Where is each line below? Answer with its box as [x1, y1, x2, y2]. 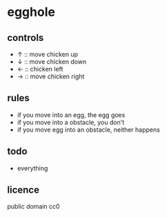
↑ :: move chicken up [17, 50, 78, 58]
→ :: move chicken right [17, 72, 85, 80]
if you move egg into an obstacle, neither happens [17, 125, 160, 134]
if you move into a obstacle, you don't [17, 118, 125, 126]
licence [7, 184, 40, 196]
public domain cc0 [7, 202, 60, 211]
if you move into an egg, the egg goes [17, 110, 126, 119]
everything [17, 164, 48, 172]
